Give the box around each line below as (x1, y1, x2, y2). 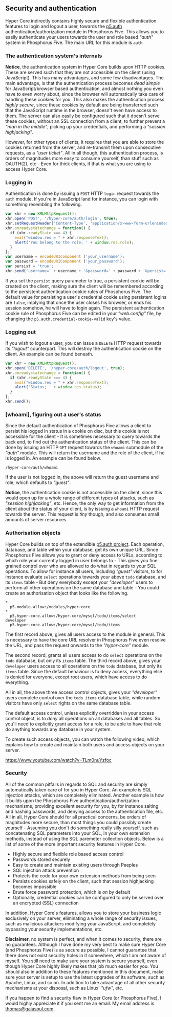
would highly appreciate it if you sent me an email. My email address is (5, 1000, 155, 1006)
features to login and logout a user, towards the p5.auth (5, 23, 122, 29)
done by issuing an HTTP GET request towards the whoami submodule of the (5, 445, 164, 451)
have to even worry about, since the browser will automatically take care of (5, 91, 164, 97)
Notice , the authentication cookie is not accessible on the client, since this (5, 490, 162, 496)
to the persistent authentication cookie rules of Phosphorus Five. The (5, 289, 152, 295)
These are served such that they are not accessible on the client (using (5, 69, 155, 76)
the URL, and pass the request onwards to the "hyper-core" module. (5, 642, 149, 648)
